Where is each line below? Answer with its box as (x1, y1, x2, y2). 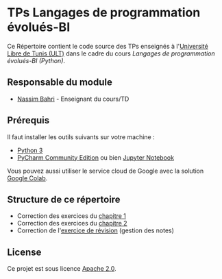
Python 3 (16, 146, 43, 154)
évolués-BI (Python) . (7, 56, 66, 64)
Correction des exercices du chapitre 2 (16, 219, 128, 228)
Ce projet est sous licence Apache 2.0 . (7, 265, 116, 273)
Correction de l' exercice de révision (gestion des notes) (16, 226, 175, 234)
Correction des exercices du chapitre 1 (16, 212, 127, 220)
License (7, 246, 42, 258)
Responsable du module (7, 77, 113, 88)
